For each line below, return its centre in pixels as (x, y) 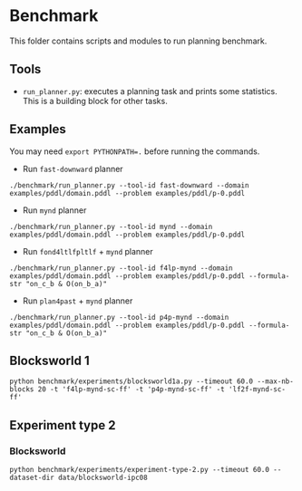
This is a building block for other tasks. (95, 101)
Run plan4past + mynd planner (78, 301)
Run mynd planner (54, 210)
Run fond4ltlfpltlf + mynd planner (88, 251)
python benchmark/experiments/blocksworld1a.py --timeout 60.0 (132, 381)
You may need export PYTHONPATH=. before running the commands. (135, 151)
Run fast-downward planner (73, 168)
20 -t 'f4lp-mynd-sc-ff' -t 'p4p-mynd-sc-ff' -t (131, 390)
